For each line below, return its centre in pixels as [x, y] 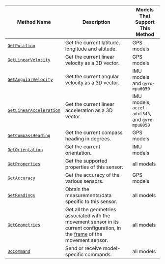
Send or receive [83, 248]
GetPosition [22, 46]
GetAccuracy [22, 178]
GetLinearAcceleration [34, 110]
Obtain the [77, 189]
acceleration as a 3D [89, 110]
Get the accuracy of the [92, 175]
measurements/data [88, 195]
